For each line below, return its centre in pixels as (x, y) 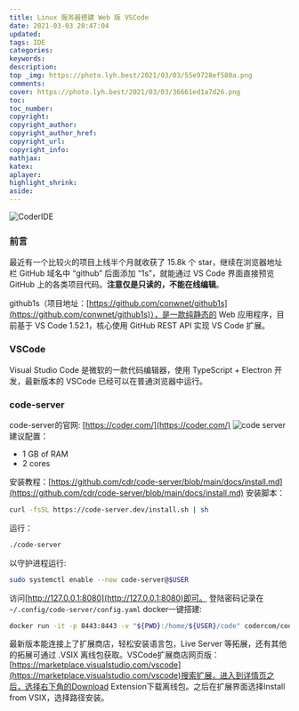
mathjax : (25, 158)
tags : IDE (28, 42)
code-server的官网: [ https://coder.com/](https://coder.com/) (120, 424)
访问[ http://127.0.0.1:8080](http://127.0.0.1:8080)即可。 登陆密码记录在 (137, 598)
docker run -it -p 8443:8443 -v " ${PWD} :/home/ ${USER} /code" (125, 626)
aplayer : (25, 174)
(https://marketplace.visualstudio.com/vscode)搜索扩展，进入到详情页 (138, 675)
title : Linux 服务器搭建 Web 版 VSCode (79, 17)
